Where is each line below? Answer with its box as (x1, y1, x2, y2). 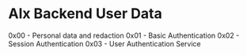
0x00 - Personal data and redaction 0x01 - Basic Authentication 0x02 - (8, 31, 240, 40)
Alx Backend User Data (8, 5, 162, 23)
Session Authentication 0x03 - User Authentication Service (8, 38, 201, 48)
